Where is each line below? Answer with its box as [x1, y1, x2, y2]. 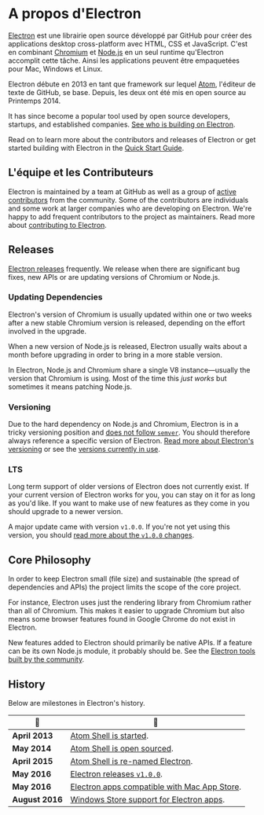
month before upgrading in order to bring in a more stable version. [8, 350, 222, 359]
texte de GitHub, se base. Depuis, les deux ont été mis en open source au [8, 87, 246, 97]
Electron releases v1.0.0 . [70, 769, 163, 780]
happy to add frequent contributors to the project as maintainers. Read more [8, 211, 255, 221]
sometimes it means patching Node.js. [8, 382, 132, 391]
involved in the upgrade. [8, 326, 87, 336]
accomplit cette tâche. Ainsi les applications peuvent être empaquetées [8, 56, 240, 65]
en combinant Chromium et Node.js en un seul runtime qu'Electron [8, 47, 224, 57]
